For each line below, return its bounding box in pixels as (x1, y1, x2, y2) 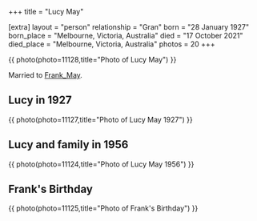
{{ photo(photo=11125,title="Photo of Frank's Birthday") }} (8, 203, 199, 213)
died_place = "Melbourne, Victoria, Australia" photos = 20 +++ (8, 39, 215, 49)
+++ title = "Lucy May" (8, 7, 84, 16)
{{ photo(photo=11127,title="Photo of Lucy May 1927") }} (8, 115, 194, 124)
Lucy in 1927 (8, 94, 72, 107)
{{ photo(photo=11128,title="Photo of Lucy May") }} (8, 55, 177, 64)
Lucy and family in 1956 (8, 138, 129, 151)
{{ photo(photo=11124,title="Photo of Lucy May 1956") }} (8, 159, 195, 169)
